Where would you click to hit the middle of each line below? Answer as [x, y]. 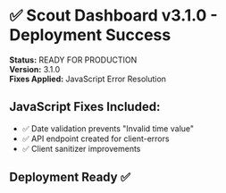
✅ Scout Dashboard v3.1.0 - [113, 16]
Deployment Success [90, 35]
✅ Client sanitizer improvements [81, 148]
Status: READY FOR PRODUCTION [73, 60]
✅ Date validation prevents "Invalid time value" [108, 128]
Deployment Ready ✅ [70, 177]
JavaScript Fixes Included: [85, 107]
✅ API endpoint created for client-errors [96, 138]
